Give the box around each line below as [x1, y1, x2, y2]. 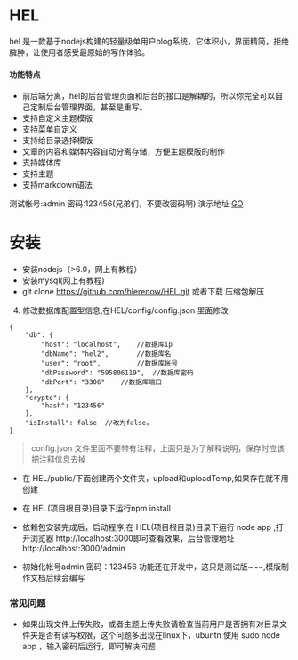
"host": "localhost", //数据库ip [41, 340, 173, 350]
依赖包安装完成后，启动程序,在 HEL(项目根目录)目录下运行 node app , [21, 522, 276, 533]
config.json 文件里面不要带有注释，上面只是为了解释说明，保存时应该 [30, 443, 286, 454]
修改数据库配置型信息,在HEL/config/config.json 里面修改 [21, 305, 229, 316]
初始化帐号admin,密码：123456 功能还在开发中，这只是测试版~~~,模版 [21, 561, 282, 572]
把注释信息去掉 [30, 455, 86, 465]
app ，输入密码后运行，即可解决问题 [21, 641, 156, 652]
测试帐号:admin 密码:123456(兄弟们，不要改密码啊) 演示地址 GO [9, 198, 244, 209]
